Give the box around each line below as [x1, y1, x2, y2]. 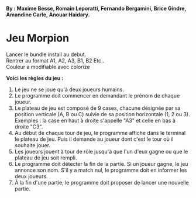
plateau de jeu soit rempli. [14, 154, 77, 161]
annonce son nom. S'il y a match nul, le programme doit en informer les [14, 166, 187, 173]
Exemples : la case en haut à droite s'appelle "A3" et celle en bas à [14, 117, 176, 124]
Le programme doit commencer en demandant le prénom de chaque [14, 92, 180, 99]
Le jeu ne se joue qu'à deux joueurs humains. [14, 86, 124, 93]
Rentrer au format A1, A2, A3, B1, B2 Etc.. [6, 57, 104, 64]
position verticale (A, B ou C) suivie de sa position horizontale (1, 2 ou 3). [14, 110, 190, 117]
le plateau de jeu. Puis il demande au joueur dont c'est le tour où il [14, 136, 174, 143]
